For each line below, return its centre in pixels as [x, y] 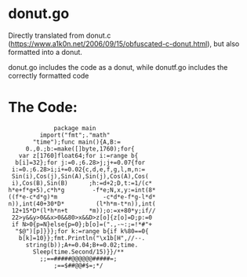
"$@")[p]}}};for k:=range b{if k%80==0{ [82, 231]
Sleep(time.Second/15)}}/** [78, 252]
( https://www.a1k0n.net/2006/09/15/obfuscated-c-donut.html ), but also [124, 43]
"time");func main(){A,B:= [77, 142]
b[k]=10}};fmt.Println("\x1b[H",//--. [82, 238]
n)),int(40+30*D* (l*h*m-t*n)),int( [82, 204]
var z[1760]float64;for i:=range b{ [78, 155]
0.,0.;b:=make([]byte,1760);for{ [80, 149]
